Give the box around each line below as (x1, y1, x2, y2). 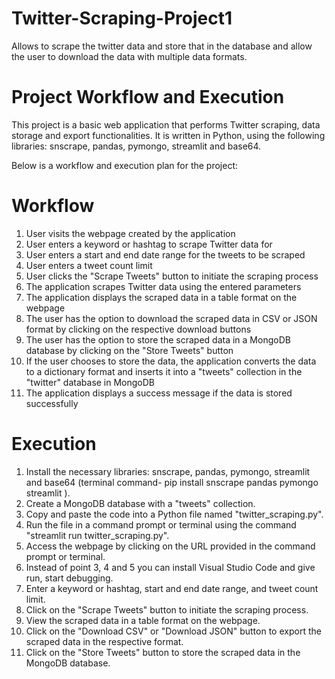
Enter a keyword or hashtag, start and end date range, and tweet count (25, 582, 319, 594)
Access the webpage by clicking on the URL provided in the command (25, 540, 316, 552)
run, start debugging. (25, 572, 114, 584)
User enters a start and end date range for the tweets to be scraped (25, 248, 306, 261)
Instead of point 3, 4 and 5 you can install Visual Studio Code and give (25, 561, 316, 573)
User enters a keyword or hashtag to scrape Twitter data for (25, 238, 273, 250)
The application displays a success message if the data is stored (25, 387, 293, 399)
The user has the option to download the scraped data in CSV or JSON (25, 312, 318, 324)
